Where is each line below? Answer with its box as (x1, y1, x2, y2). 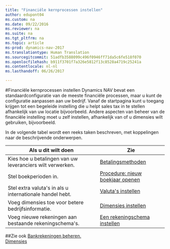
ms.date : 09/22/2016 (5, 21, 49, 27)
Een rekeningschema (100, 214, 150, 221)
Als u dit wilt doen (29, 147, 74, 154)
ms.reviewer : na (5, 26, 39, 31)
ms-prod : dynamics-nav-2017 (5, 45, 65, 50)
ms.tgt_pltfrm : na (5, 36, 44, 41)
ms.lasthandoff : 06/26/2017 (5, 69, 65, 74)
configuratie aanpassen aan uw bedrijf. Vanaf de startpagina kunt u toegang (5, 98, 164, 104)
